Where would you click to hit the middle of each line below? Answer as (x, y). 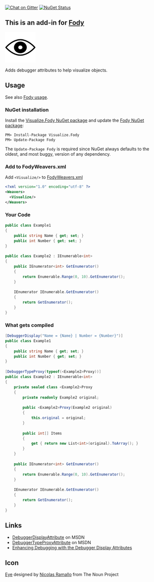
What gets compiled (29, 325)
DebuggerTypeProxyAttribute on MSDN (51, 542)
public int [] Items (42, 433)
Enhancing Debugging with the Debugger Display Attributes (72, 547)
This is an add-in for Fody (45, 23)
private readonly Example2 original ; (61, 397)
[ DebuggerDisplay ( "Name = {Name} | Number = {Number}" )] (64, 336)
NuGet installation (27, 109)
